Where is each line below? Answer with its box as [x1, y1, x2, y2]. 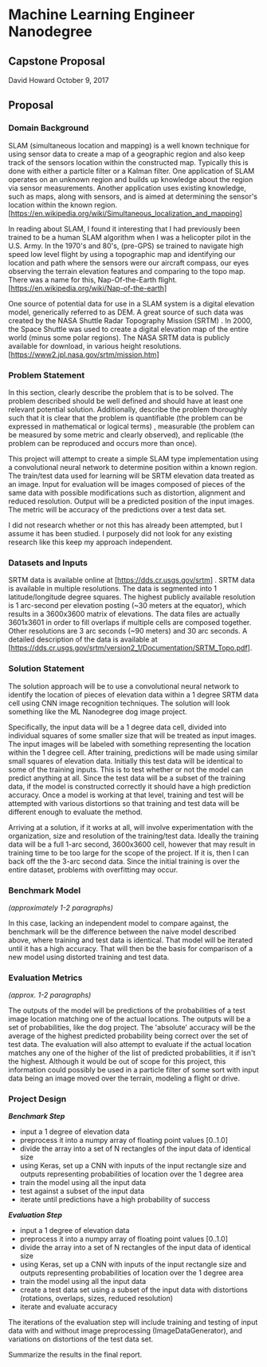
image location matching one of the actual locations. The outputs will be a [8, 1014, 251, 1024]
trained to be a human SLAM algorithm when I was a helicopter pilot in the [8, 232, 251, 242]
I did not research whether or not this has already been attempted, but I [8, 520, 243, 530]
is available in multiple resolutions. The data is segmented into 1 [8, 584, 218, 594]
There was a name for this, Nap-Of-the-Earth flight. [8, 275, 178, 284]
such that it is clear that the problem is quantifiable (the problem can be [8, 413, 243, 422]
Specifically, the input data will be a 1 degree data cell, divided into [8, 722, 227, 732]
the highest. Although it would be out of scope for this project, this [8, 1057, 226, 1066]
